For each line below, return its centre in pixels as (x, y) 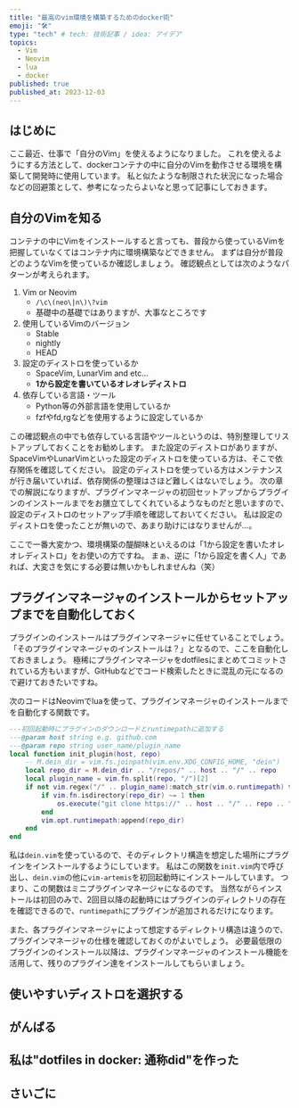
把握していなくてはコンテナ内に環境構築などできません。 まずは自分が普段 (146, 252)
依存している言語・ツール (69, 395)
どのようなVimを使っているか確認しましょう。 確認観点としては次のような (145, 263)
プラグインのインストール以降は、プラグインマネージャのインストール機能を (149, 952)
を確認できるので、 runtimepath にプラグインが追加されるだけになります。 (144, 911)
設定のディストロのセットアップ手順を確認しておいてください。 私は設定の (146, 515)
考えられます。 (67, 275)
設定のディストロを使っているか (81, 363)
